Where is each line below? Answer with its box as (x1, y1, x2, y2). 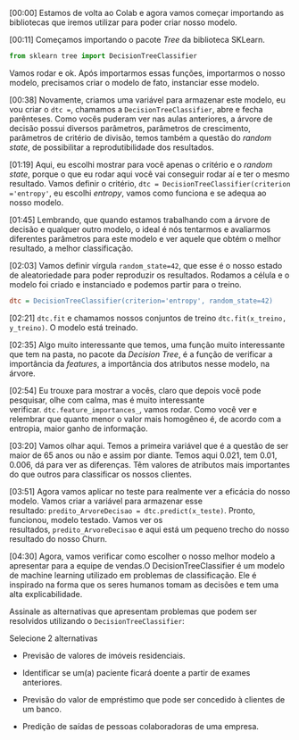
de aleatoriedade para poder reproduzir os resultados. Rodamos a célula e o (9, 270, 290, 280)
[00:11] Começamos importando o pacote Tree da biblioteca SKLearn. (9, 35, 266, 45)
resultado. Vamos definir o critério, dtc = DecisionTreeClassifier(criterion (9, 178, 291, 188)
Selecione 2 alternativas (9, 633, 98, 644)
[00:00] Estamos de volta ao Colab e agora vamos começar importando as (9, 8, 284, 18)
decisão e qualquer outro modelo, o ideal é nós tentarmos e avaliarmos (9, 223, 271, 235)
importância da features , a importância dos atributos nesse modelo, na (9, 358, 270, 369)
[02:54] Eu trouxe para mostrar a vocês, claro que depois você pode (9, 385, 262, 395)
